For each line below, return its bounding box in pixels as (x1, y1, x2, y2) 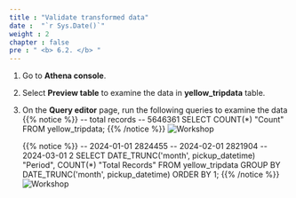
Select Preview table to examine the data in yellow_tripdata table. (21, 88, 266, 99)
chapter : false (9, 37, 69, 47)
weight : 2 (9, 29, 50, 38)
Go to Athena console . (21, 70, 107, 81)
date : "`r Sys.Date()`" (9, 21, 105, 30)
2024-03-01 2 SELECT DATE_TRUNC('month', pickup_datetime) (21, 150, 256, 161)
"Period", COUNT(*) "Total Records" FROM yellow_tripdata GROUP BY (21, 160, 282, 170)
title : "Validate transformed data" (9, 12, 149, 22)
